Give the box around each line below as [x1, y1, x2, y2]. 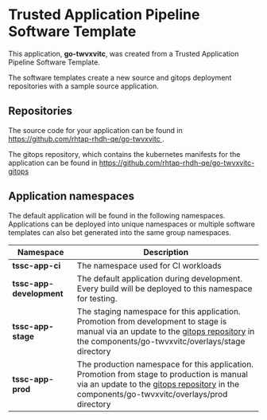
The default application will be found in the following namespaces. [8, 210, 226, 220]
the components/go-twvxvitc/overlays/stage [76, 336, 246, 347]
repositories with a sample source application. [8, 81, 159, 91]
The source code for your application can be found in [8, 125, 183, 135]
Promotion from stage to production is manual [76, 368, 249, 379]
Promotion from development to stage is [76, 316, 227, 327]
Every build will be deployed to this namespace [76, 283, 253, 294]
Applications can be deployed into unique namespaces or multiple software [8, 219, 256, 229]
